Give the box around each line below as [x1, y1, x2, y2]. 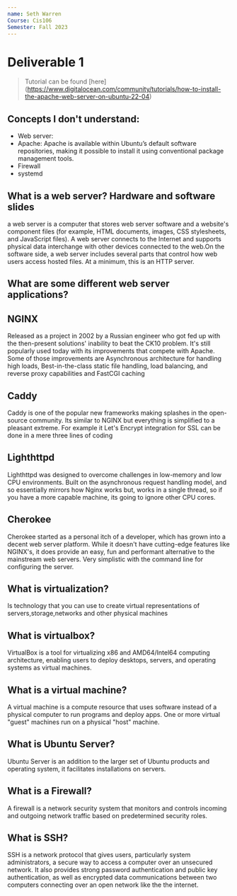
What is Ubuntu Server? [7, 738, 115, 750]
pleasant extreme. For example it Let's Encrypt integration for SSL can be [7, 423, 221, 432]
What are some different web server [7, 277, 170, 290]
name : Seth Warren [7, 10, 62, 18]
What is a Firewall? [7, 785, 92, 797]
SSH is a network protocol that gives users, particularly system [7, 851, 191, 859]
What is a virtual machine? [7, 684, 127, 696]
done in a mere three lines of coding [7, 431, 113, 440]
